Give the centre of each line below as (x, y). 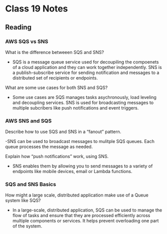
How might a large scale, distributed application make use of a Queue (77, 195)
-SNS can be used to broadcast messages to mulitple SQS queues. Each (80, 141)
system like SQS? (23, 200)
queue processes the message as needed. (49, 147)
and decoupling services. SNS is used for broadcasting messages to (83, 102)
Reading (18, 27)
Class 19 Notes (37, 9)
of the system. (27, 226)
